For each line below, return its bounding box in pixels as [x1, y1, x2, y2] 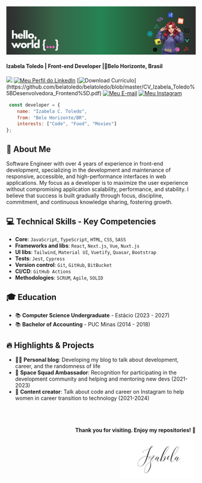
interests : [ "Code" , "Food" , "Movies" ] [17, 121, 117, 127]
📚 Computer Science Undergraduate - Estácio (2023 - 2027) [14, 311, 170, 319]
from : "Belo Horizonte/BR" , [17, 114, 87, 120]
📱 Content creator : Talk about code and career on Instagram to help [14, 388, 185, 396]
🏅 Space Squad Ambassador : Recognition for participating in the [14, 369, 177, 376]
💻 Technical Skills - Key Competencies [6, 217, 156, 227]
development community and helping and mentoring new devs [14, 375, 170, 382]
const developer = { [8, 102, 61, 108]
